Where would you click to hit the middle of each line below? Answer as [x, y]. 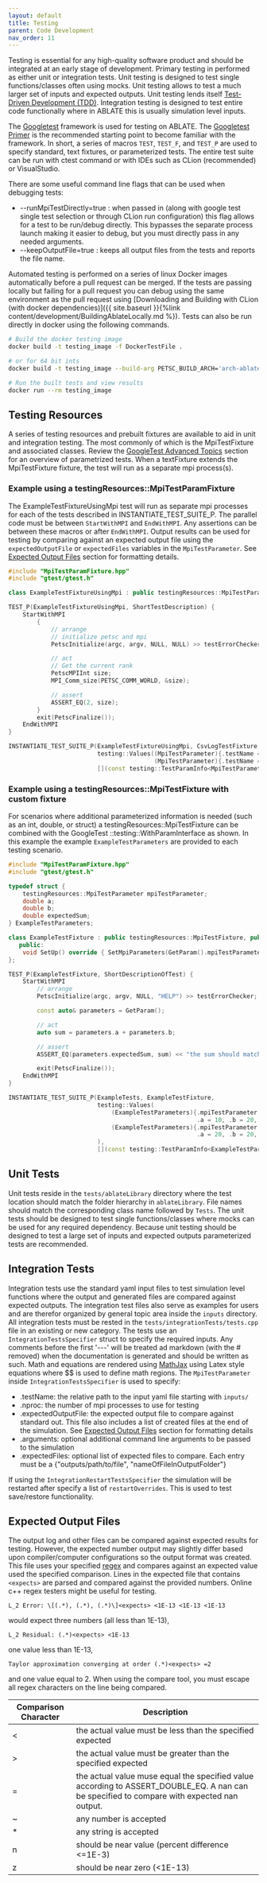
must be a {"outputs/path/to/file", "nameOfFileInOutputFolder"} [123, 1464]
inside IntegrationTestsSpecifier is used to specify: [95, 1381]
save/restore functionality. [51, 1497]
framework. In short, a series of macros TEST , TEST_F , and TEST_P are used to [133, 143]
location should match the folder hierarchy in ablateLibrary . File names [125, 1202]
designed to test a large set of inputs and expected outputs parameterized [130, 1235]
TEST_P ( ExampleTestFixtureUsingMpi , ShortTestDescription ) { [112, 608]
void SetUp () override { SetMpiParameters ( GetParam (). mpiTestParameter [143, 952]
